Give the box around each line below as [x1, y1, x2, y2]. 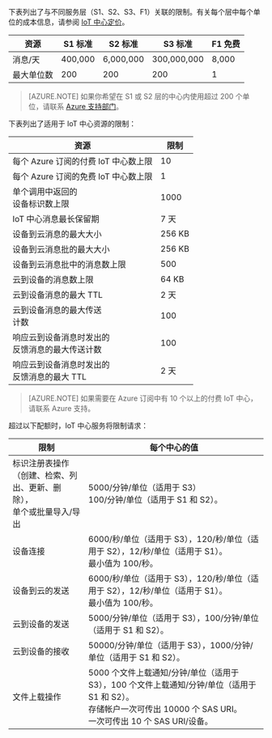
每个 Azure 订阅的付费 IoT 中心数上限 [12, 156, 153, 167]
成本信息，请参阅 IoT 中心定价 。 [22, 17, 130, 27]
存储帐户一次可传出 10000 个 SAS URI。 [87, 703, 242, 715]
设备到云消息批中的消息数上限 [12, 259, 127, 269]
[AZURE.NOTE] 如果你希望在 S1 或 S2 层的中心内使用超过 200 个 [28, 91, 243, 101]
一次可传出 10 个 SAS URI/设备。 [87, 715, 213, 727]
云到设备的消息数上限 [12, 274, 95, 285]
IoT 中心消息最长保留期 [12, 214, 100, 224]
